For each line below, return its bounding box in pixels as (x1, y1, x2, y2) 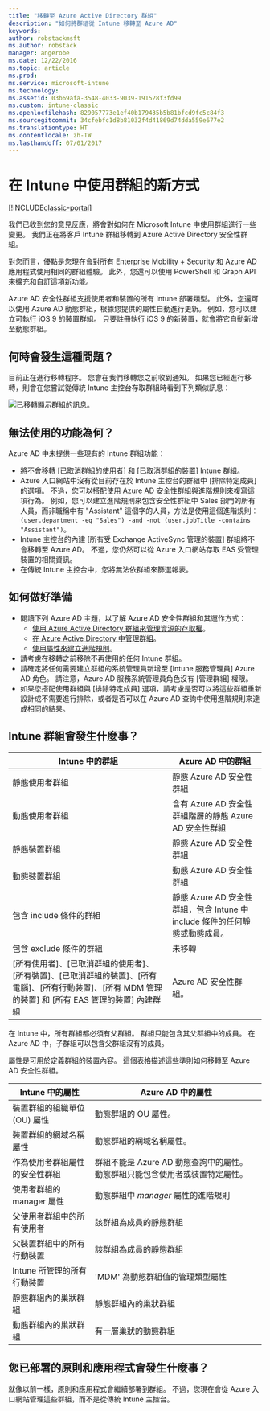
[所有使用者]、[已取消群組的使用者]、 (12, 958, 154, 969)
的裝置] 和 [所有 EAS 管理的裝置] (12, 994, 135, 1005)
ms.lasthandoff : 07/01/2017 (8, 138, 103, 147)
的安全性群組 (12, 1168, 62, 1179)
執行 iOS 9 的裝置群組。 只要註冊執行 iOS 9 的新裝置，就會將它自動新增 (22, 314, 259, 324)
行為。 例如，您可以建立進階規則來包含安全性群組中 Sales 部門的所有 (27, 496, 256, 506)
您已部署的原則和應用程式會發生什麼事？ (8, 1361, 209, 1375)
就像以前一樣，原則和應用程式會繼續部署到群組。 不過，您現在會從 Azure (8, 1384, 251, 1393)
